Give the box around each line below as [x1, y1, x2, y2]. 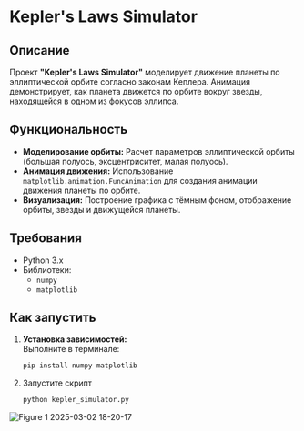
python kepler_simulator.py [22, 396, 129, 405]
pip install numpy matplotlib [22, 361, 138, 370]
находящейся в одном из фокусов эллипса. [9, 95, 179, 106]
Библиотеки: [22, 264, 72, 275]
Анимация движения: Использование [22, 165, 174, 176]
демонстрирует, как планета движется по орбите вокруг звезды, [9, 86, 263, 96]
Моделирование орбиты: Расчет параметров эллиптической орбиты [22, 145, 296, 156]
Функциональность [9, 122, 128, 137]
